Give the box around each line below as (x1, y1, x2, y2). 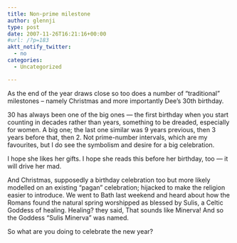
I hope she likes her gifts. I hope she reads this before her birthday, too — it (7, 154, 228, 163)
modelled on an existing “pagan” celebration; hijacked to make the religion (7, 183, 226, 192)
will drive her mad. (7, 161, 62, 171)
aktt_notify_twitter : (7, 43, 72, 50)
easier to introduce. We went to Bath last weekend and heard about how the (7, 190, 230, 199)
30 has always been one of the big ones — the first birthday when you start (7, 110, 229, 119)
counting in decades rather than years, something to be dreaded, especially (7, 118, 230, 126)
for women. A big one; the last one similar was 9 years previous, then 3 (7, 125, 216, 134)
